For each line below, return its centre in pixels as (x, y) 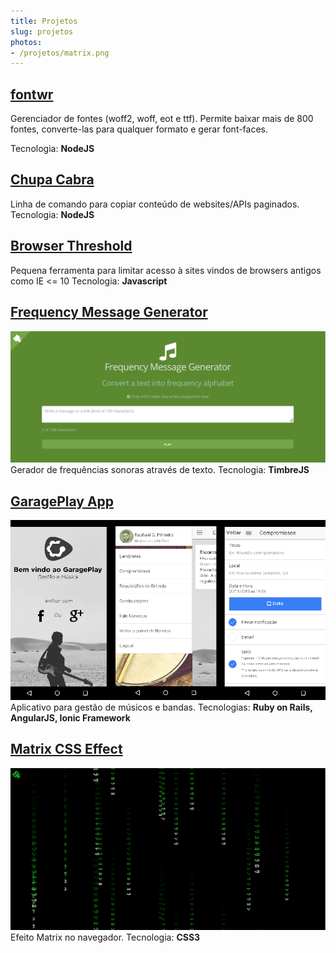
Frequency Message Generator (109, 312)
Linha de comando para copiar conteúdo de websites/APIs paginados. (155, 204)
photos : (26, 42)
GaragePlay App (62, 501)
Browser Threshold (71, 246)
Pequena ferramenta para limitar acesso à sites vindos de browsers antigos (166, 270)
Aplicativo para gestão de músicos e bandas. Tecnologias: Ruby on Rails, (161, 707)
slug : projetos (42, 31)
